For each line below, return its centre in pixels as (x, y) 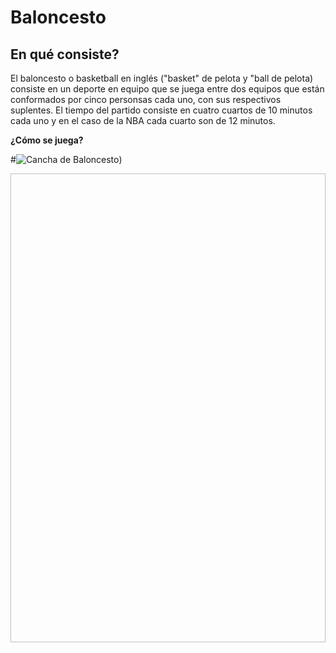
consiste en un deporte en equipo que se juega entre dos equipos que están (167, 89)
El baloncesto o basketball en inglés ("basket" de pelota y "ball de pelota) (162, 78)
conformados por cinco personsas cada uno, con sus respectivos (146, 99)
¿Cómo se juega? (47, 140)
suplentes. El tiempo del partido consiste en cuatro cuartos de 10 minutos (161, 110)
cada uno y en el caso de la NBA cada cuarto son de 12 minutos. (143, 120)
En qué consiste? (65, 54)
